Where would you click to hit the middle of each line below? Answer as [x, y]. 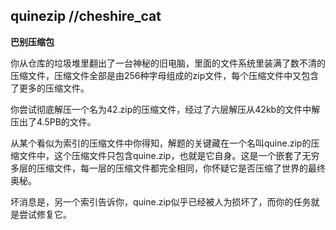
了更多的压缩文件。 [50, 88]
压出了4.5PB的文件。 [53, 121]
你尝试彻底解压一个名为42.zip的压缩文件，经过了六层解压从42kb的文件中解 [165, 109]
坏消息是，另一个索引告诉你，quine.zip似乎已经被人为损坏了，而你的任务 [161, 201]
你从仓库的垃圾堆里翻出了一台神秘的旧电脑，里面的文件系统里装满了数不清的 [168, 63]
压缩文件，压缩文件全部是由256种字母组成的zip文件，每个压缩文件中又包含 [165, 75]
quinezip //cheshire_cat [86, 16]
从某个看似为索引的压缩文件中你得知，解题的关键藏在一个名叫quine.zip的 [161, 143]
